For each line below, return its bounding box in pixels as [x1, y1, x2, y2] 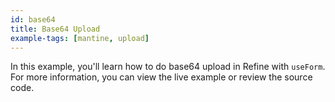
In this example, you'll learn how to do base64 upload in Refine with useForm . [10, 61, 326, 73]
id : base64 [10, 14, 56, 25]
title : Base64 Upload [10, 24, 101, 34]
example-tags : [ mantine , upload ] [10, 33, 150, 43]
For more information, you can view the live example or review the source [10, 71, 313, 83]
